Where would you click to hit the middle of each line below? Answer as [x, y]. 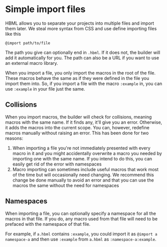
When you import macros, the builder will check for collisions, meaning [78, 117]
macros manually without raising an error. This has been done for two [77, 133]
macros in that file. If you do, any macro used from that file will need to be [81, 219]
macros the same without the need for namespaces [66, 185]
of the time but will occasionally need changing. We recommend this [83, 175]
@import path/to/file [28, 43]
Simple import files [45, 9]
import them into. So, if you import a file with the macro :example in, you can [84, 84]
